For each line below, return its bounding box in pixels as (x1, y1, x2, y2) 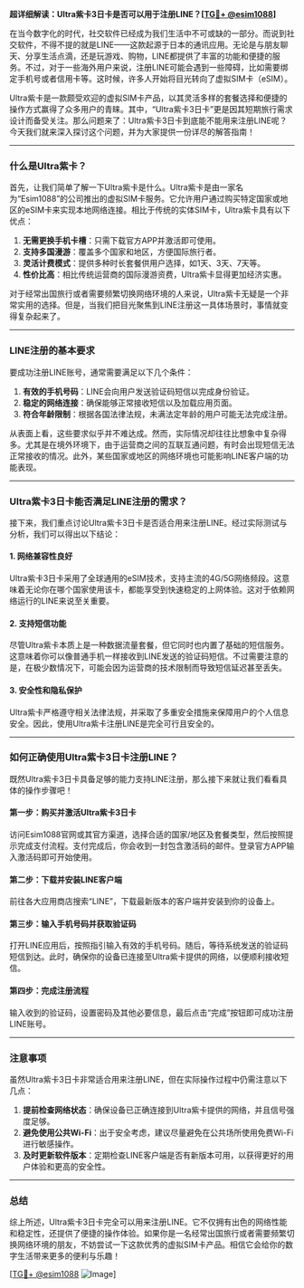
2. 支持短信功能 (9, 617, 67, 628)
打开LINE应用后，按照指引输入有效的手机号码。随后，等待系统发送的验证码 (9, 940, 289, 951)
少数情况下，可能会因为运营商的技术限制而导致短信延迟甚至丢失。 (40, 663, 287, 673)
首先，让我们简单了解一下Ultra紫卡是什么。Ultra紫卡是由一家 (9, 182, 236, 193)
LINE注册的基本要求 (9, 344, 95, 357)
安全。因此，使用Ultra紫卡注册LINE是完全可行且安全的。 (9, 718, 220, 729)
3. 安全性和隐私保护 (9, 684, 83, 695)
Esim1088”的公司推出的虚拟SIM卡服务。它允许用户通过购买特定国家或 (21, 194, 280, 205)
